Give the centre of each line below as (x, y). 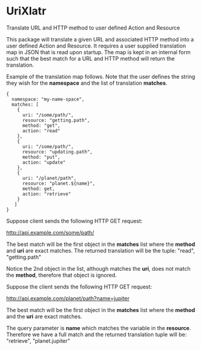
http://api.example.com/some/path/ (50, 232)
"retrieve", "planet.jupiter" (38, 340)
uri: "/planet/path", (49, 178)
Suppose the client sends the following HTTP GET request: (79, 286)
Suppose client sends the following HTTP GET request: (74, 221)
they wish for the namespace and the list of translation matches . (87, 83)
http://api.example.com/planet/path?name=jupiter (68, 298)
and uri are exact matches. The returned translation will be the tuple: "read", (101, 250)
